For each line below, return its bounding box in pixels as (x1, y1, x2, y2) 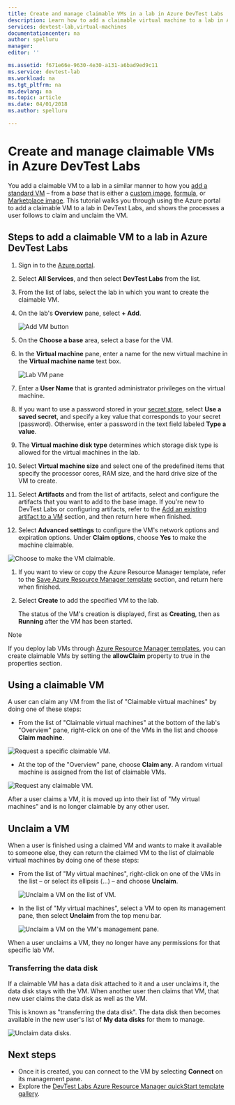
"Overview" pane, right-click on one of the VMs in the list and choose (17, 726, 218, 734)
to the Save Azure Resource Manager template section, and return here (17, 575, 223, 583)
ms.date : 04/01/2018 (8, 101, 68, 108)
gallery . (17, 1090, 40, 1098)
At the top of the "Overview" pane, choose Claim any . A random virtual (17, 761, 222, 769)
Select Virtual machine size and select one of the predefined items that (17, 462, 225, 470)
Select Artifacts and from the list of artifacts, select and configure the (17, 490, 219, 498)
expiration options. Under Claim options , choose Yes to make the (17, 533, 206, 541)
